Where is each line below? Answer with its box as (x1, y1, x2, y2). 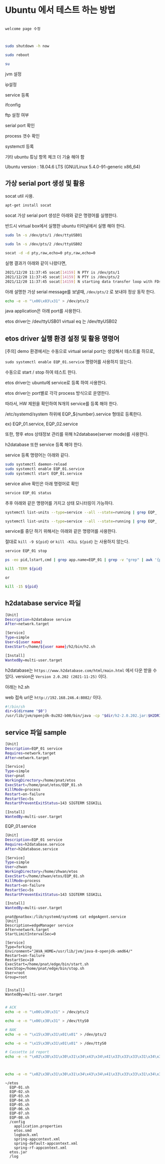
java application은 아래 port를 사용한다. (5, 308, 82, 314)
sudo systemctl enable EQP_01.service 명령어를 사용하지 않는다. (5, 359, 133, 365)
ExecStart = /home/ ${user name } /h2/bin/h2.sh (5, 644, 96, 649)
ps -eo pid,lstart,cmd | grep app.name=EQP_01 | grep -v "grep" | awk (5, 557, 153, 562)
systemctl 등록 (5, 143, 34, 149)
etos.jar (9, 1150, 27, 1155)
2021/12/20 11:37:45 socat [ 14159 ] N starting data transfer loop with (5, 279, 153, 284)
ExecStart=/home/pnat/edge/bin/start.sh (5, 962, 89, 967)
